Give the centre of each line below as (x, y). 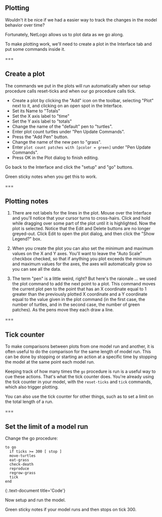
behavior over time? (25, 25)
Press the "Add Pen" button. (40, 137)
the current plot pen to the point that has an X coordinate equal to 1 (79, 289)
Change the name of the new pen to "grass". (57, 142)
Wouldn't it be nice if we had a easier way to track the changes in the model (81, 20)
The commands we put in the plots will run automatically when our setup (78, 86)
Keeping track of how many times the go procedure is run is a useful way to (81, 371)
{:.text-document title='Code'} (35, 491)
